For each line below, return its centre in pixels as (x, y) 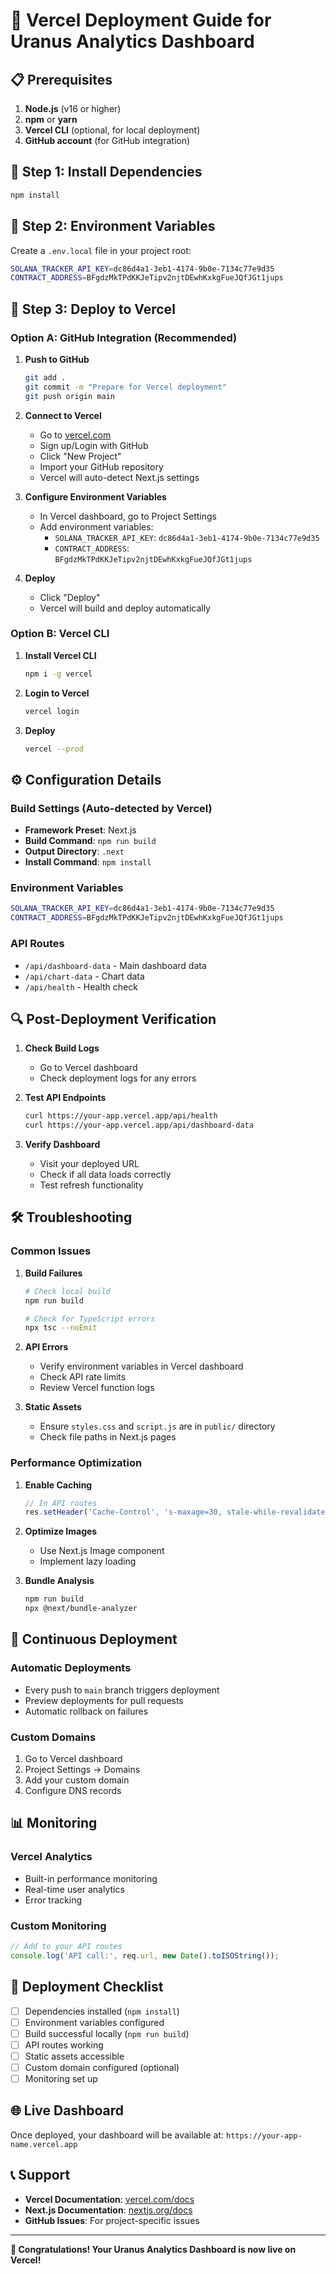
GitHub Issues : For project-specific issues (112, 2220)
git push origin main (69, 396)
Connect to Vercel (63, 415)
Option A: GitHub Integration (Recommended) (124, 337)
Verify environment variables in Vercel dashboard (141, 1366)
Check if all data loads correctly (105, 1175)
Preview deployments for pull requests (104, 1700)
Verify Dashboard (62, 1145)
